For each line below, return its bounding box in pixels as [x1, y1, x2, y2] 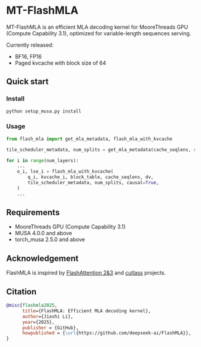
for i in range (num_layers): [6, 157, 79, 163]
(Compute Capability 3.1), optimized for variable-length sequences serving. [6, 29, 191, 36]
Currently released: [6, 41, 54, 48]
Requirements [6, 208, 60, 218]
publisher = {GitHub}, [22, 324, 79, 331]
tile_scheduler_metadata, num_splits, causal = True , [28, 180, 160, 186]
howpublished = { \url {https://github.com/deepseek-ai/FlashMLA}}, [22, 330, 191, 336]
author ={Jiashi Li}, [22, 313, 74, 319]
